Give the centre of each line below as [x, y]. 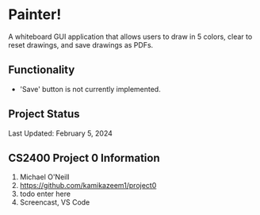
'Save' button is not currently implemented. [90, 89]
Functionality [42, 70]
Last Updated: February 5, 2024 [61, 133]
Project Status [44, 114]
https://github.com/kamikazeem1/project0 [88, 186]
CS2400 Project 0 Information [84, 157]
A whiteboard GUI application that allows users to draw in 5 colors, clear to [130, 36]
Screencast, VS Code [55, 202]
